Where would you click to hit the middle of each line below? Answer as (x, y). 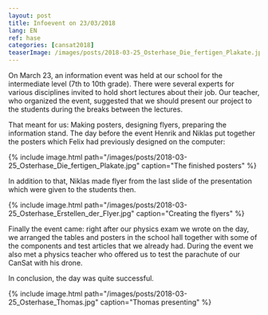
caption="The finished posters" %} (199, 165)
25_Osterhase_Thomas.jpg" (53, 302)
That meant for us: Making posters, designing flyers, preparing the (118, 125)
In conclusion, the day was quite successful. (81, 278)
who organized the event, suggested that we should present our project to (130, 101)
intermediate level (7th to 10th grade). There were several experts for (121, 84)
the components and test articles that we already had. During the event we (131, 246)
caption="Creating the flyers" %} (190, 213)
